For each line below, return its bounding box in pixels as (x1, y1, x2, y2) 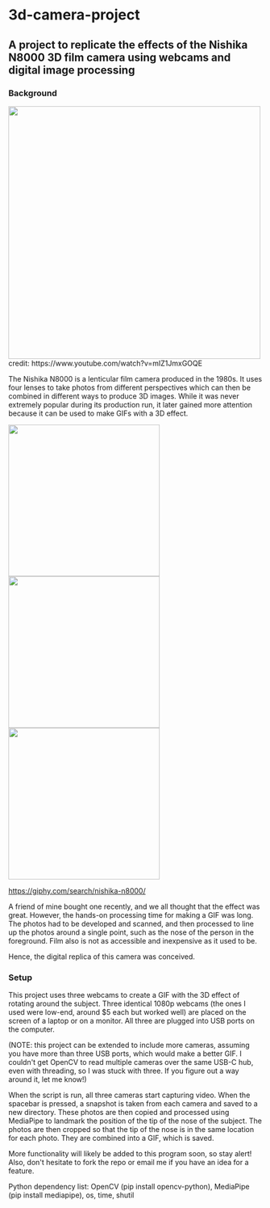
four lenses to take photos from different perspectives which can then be (8, 382, 251, 392)
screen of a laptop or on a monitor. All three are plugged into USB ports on (8, 1016, 255, 1026)
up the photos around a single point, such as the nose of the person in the (8, 927, 254, 937)
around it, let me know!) (8, 1075, 87, 1084)
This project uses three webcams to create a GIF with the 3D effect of (8, 990, 240, 1000)
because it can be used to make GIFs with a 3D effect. (8, 408, 189, 418)
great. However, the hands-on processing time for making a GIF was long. (8, 910, 254, 919)
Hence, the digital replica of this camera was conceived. (8, 952, 195, 961)
